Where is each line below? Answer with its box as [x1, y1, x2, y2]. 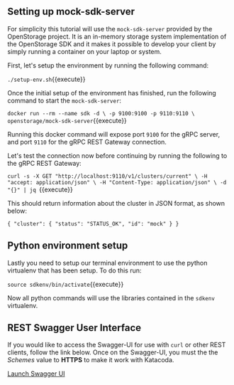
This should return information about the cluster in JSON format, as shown [7, 199, 225, 207]
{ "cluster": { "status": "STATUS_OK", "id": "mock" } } [7, 220, 179, 227]
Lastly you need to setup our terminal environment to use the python [7, 258, 208, 267]
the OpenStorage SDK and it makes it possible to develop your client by [7, 39, 216, 48]
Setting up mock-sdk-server [7, 6, 135, 18]
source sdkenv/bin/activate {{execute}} [7, 280, 124, 288]
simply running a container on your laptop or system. [7, 47, 162, 56]
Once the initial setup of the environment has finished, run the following [7, 88, 216, 97]
